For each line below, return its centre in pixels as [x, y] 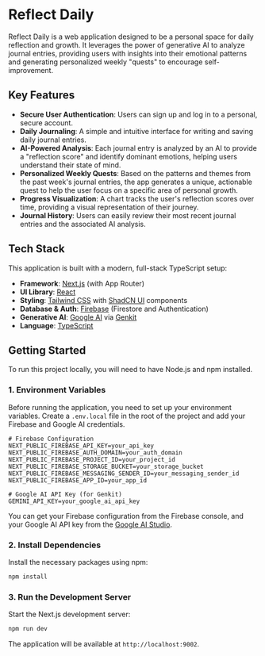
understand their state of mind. [70, 165]
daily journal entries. [53, 140]
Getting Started [47, 350]
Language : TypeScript [56, 325]
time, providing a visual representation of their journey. [109, 207]
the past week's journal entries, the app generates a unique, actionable [136, 182]
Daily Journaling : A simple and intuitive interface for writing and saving [136, 131]
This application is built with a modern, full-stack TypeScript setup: [118, 268]
